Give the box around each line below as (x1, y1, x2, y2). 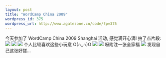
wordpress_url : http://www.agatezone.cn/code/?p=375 (5, 21, 117, 26)
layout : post (5, 7, 32, 12)
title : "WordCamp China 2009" (5, 12, 68, 17)
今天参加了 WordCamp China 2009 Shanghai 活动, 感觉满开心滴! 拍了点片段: (5, 35, 162, 41)
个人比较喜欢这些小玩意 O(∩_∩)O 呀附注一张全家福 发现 (23, 42, 156, 48)
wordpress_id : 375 (5, 16, 43, 21)
